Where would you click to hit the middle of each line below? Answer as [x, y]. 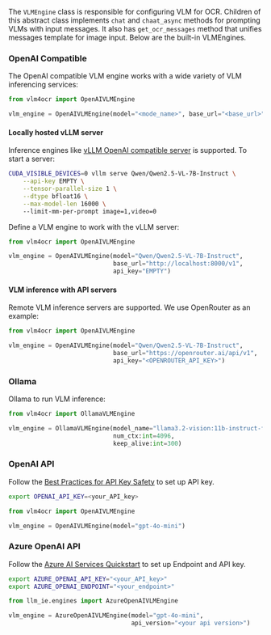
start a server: [31, 159]
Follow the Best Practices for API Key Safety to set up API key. [112, 481]
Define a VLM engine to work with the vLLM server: [94, 226]
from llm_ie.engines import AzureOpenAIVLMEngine [94, 601]
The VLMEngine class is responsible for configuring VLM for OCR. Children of [135, 12]
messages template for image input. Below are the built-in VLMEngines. [127, 37]
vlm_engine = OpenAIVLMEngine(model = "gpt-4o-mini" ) [97, 526]
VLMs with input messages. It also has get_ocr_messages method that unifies [135, 29]
